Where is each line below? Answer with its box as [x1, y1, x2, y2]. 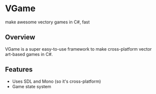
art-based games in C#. [5, 51, 53, 57]
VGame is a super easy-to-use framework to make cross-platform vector [5, 46, 152, 52]
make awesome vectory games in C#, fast [5, 19, 90, 25]
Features [5, 65, 33, 74]
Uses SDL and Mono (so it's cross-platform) [12, 78, 101, 84]
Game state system [12, 83, 51, 89]
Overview [5, 33, 36, 41]
